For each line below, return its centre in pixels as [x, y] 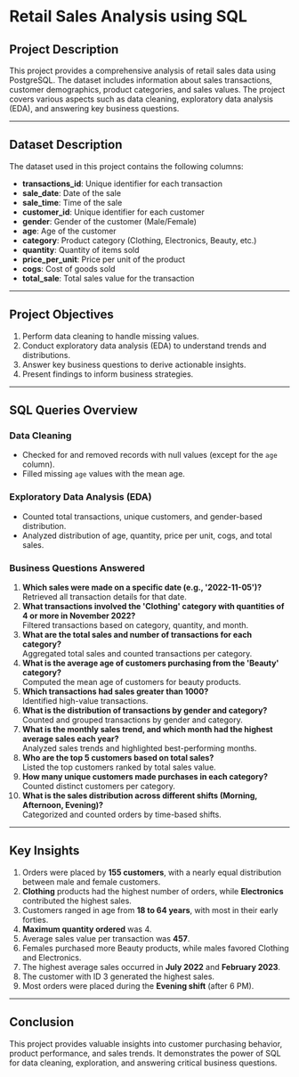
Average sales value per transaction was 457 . [106, 938]
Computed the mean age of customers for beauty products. [132, 681]
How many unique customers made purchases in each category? [145, 776]
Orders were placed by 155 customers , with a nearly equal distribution [152, 872]
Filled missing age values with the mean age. [103, 474]
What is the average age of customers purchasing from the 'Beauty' [150, 663]
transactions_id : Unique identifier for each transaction [122, 184]
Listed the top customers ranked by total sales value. [119, 767]
